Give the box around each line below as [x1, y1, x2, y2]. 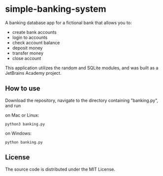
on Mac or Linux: [5, 112, 39, 118]
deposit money [12, 45, 43, 51]
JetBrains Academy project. [5, 70, 62, 76]
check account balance [12, 39, 60, 45]
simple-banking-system [5, 3, 106, 15]
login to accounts [12, 34, 48, 40]
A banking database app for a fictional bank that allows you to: [5, 20, 132, 26]
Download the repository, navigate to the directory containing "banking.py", [5, 97, 159, 103]
